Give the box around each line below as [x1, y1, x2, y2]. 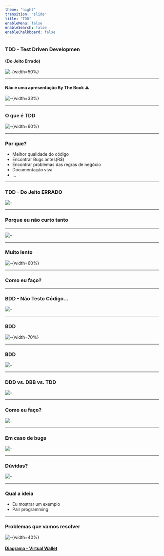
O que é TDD [5, 112, 36, 119]
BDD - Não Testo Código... [5, 295, 69, 302]
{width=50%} [12, 69, 40, 75]
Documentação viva [12, 166, 53, 172]
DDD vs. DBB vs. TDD [5, 379, 56, 386]
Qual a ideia [5, 490, 34, 497]
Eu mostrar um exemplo [12, 501, 60, 507]
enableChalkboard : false [5, 30, 56, 35]
